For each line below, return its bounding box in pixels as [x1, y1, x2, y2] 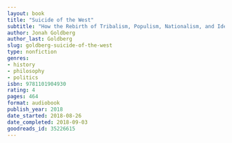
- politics [7, 74, 39, 81]
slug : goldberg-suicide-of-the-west [7, 42, 113, 49]
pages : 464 [7, 93, 39, 100]
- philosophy [7, 67, 45, 74]
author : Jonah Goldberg [7, 29, 76, 36]
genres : [7, 55, 30, 62]
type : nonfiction [7, 49, 57, 56]
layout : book [7, 10, 45, 17]
